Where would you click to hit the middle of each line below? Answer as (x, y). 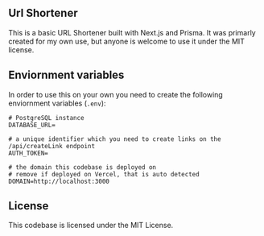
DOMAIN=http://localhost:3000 (59, 181)
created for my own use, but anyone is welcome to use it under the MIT (127, 41)
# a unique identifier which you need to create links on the (115, 139)
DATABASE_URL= (32, 125)
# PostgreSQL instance (46, 118)
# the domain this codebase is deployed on (82, 167)
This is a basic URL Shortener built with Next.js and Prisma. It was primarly (132, 32)
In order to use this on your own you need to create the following (115, 94)
